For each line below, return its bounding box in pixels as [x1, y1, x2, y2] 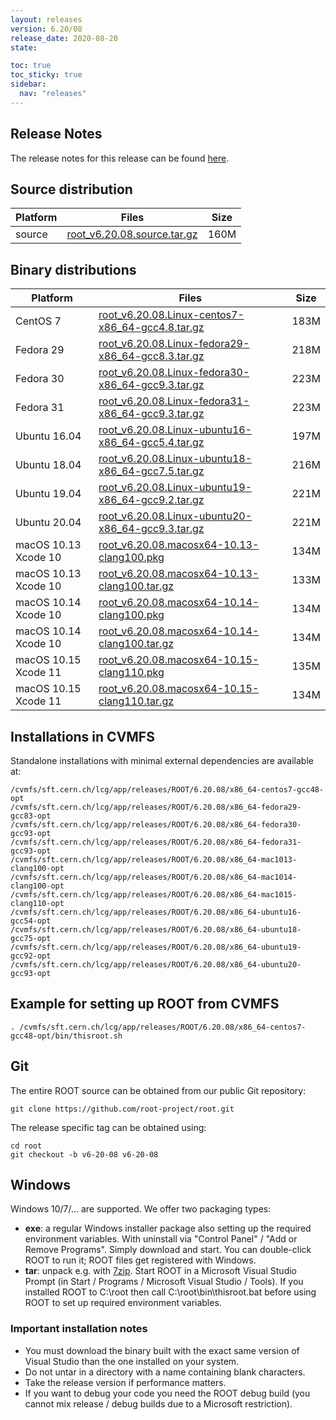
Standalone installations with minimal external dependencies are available [10, 755, 314, 766]
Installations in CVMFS [10, 728, 155, 745]
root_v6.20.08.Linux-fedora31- [98, 394, 250, 408]
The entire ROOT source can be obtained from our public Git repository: [10, 1084, 307, 1096]
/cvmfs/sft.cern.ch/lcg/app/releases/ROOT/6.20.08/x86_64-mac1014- [10, 872, 298, 882]
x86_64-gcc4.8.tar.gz [98, 321, 205, 335]
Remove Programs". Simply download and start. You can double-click [24, 1244, 312, 1256]
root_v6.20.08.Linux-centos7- [98, 308, 245, 322]
